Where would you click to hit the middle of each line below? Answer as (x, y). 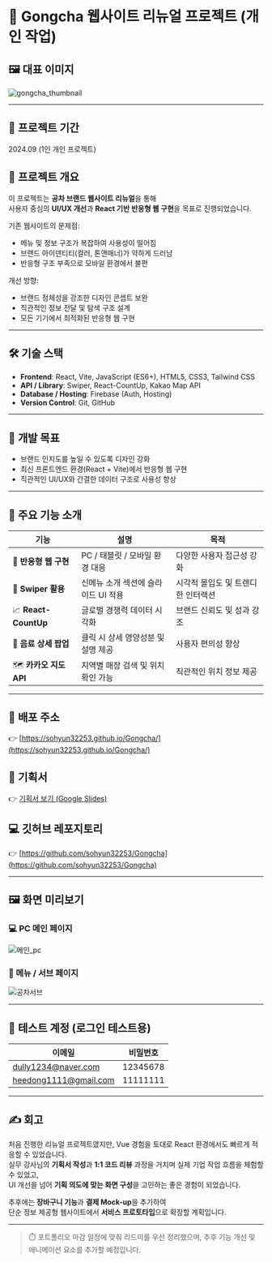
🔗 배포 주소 (34, 717)
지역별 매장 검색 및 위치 (123, 665)
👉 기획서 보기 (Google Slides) (58, 798)
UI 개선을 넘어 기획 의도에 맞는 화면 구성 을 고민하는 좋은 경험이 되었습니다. (125, 1185)
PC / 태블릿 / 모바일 (116, 556)
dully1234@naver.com (56, 1067)
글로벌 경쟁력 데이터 (117, 611)
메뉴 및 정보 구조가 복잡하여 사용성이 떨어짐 (88, 243)
